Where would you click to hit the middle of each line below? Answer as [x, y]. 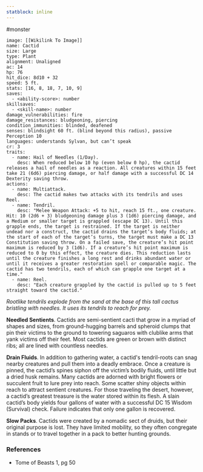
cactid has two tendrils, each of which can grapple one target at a [96, 269]
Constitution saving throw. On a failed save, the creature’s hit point [100, 242]
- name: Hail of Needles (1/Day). [55, 157]
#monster [18, 29]
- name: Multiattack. [39, 189]
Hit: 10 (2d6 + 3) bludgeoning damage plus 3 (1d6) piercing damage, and [101, 216]
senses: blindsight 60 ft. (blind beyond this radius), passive [89, 131]
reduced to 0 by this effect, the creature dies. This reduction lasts [98, 253]
